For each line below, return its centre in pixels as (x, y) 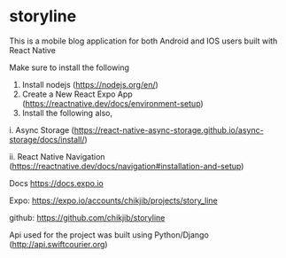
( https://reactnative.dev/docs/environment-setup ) (112, 103)
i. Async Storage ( (42, 129)
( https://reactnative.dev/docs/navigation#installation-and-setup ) (127, 166)
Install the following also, (67, 113)
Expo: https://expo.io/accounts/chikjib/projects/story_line (114, 200)
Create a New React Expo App (77, 94)
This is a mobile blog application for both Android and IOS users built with (143, 41)
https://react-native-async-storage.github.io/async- (169, 129)
